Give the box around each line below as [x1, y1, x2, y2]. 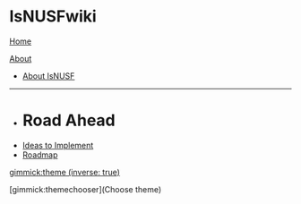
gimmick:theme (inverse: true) [9, 166, 121, 177]
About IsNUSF [21, 70, 75, 81]
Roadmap [21, 149, 58, 160]
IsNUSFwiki [9, 6, 97, 27]
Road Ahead [21, 110, 116, 131]
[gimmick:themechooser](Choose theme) [9, 183, 162, 194]
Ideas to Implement [21, 140, 94, 150]
